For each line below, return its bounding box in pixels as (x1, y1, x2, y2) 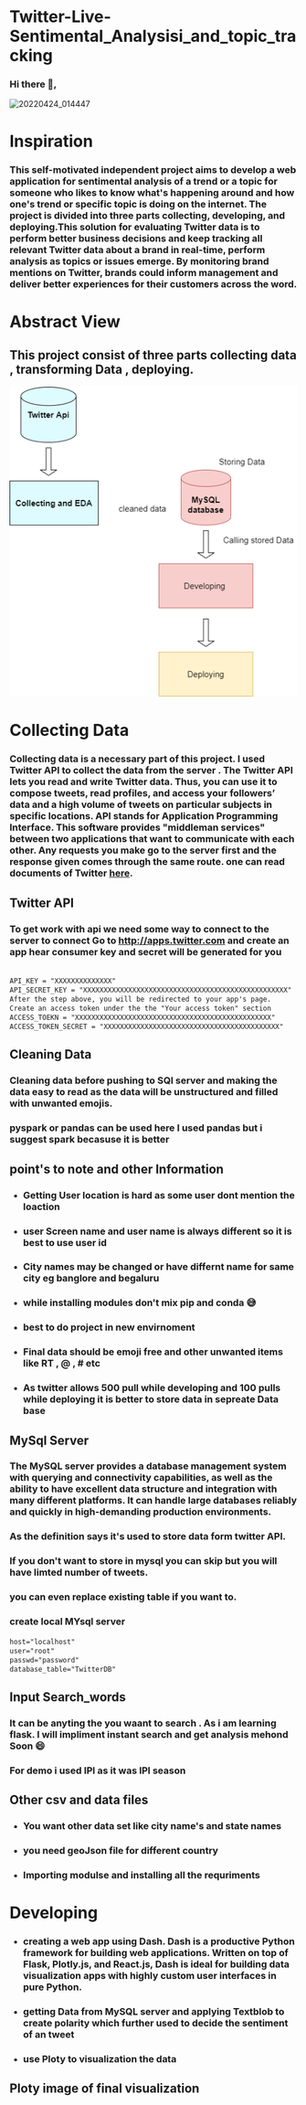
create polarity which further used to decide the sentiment (22, 2016, 289, 2029)
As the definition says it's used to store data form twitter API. (9, 1530, 286, 1543)
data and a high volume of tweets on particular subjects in (9, 798, 272, 811)
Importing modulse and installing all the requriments (22, 1868, 260, 1881)
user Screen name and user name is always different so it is (22, 1225, 292, 1238)
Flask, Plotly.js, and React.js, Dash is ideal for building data (22, 1958, 290, 1971)
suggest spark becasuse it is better (9, 1133, 170, 1146)
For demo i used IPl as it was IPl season (9, 1764, 186, 1777)
